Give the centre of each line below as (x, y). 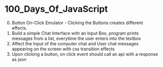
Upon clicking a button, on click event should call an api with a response (85, 54)
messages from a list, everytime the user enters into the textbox (76, 38)
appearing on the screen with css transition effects (63, 49)
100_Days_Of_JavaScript (56, 9)
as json (19, 59)
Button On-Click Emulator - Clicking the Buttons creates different (77, 23)
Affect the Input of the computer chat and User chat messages (75, 43)
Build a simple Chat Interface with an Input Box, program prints (75, 33)
